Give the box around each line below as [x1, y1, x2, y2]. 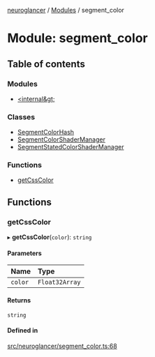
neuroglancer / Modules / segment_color [7, 6, 124, 14]
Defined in [7, 326, 38, 335]
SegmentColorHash [17, 128, 75, 137]
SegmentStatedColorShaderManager [17, 143, 124, 151]
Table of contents [7, 58, 85, 70]
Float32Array [37, 278, 81, 287]
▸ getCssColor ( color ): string [7, 233, 92, 241]
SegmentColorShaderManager [17, 135, 106, 144]
